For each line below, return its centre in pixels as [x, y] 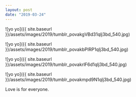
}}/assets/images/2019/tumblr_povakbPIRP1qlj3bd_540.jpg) [67, 49]
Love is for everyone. [27, 89]
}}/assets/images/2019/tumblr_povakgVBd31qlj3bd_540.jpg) [67, 34]
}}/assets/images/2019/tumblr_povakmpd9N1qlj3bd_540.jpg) [69, 79]
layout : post [19, 10]
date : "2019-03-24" [26, 15]
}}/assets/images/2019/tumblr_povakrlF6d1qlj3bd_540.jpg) [66, 64]
